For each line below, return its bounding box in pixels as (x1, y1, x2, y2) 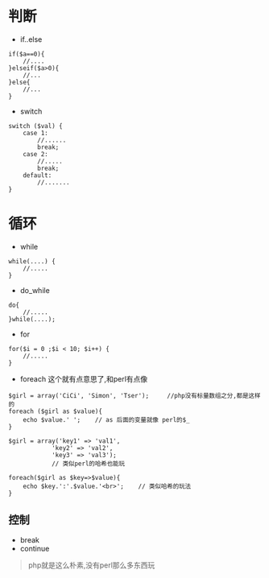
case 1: (23, 129, 48, 137)
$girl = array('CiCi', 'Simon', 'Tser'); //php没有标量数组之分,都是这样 (8, 391, 261, 399)
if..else (19, 34, 43, 44)
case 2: (23, 150, 48, 158)
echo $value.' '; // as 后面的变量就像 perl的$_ (23, 415, 191, 423)
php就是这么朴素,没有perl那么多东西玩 (27, 560, 155, 570)
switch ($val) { (8, 122, 63, 130)
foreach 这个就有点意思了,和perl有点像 (19, 374, 148, 383)
